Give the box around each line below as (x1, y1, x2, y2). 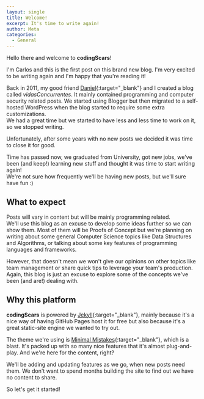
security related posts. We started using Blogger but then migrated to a (6, 97, 185, 104)
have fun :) (6, 180, 34, 186)
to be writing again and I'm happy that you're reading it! (6, 73, 146, 79)
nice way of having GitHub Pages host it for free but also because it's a (6, 317, 186, 324)
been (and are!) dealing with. (6, 277, 79, 284)
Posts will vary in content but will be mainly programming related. (6, 213, 171, 221)
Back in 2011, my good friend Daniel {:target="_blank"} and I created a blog (6, 84, 194, 92)
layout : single (6, 9, 45, 15)
